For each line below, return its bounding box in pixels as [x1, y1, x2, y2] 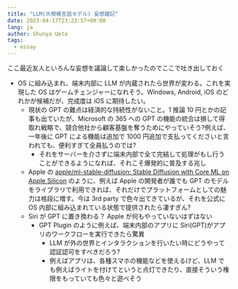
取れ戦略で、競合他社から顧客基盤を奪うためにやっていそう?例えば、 [28, 124, 230, 131]
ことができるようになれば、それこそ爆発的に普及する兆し [38, 159, 207, 167]
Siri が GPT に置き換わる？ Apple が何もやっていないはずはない [28, 212, 212, 220]
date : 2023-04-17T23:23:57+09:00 [7, 17, 106, 24]
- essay [13, 43, 37, 50]
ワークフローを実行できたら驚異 [51, 230, 145, 238]
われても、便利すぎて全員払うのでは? [28, 141, 137, 149]
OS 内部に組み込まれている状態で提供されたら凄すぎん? [28, 203, 191, 212]
